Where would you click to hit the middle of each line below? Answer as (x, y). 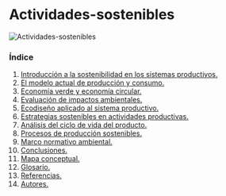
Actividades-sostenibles (92, 15)
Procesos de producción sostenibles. (81, 133)
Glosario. (35, 167)
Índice (21, 57)
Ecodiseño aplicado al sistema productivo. (90, 108)
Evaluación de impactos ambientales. (81, 100)
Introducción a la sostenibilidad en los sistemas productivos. (119, 75)
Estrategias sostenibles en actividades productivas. (104, 117)
